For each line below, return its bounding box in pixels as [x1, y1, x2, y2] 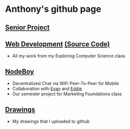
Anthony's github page [5, 3, 101, 15]
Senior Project [5, 23, 50, 32]
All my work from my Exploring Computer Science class [12, 53, 126, 59]
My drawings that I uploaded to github [12, 119, 90, 125]
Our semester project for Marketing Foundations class [12, 91, 122, 97]
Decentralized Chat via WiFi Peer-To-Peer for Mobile [12, 81, 119, 86]
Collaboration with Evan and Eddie [12, 86, 82, 92]
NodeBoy [5, 67, 34, 76]
